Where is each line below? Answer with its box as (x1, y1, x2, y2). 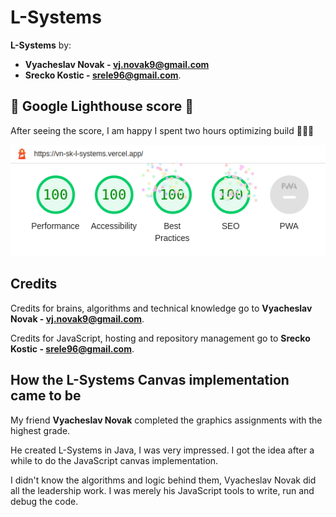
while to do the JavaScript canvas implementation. (10, 454, 219, 466)
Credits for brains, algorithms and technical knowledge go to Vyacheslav (10, 302, 313, 314)
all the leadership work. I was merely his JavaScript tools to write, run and (10, 484, 315, 496)
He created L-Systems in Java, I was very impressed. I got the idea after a (10, 444, 315, 456)
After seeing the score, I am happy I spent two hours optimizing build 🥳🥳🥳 (10, 124, 315, 136)
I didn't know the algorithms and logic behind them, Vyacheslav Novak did (10, 474, 317, 486)
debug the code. (10, 495, 79, 507)
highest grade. (10, 424, 71, 436)
